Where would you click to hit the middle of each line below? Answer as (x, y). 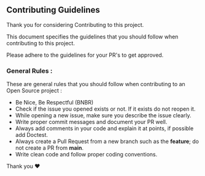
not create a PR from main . (49, 148)
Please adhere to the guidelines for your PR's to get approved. (85, 55)
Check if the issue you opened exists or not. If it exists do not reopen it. (105, 109)
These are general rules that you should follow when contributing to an (96, 84)
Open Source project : (34, 90)
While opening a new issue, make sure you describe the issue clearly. (103, 116)
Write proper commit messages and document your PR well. (91, 122)
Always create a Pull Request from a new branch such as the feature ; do (107, 141)
